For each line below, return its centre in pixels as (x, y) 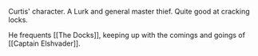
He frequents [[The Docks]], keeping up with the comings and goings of (127, 35)
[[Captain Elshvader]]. (45, 43)
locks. (18, 20)
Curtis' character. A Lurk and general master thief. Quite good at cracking (129, 11)
